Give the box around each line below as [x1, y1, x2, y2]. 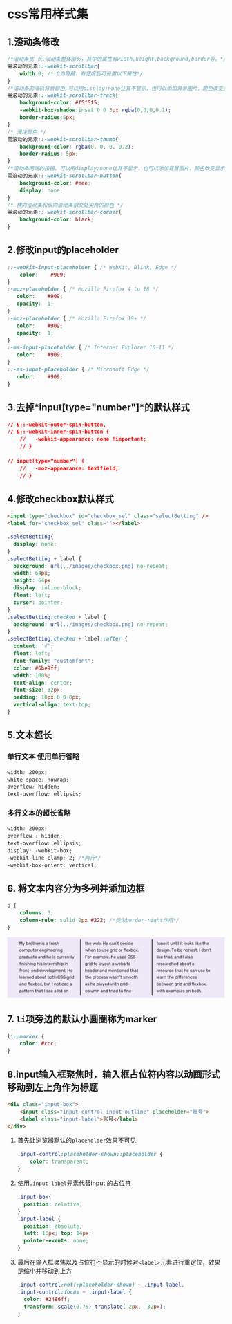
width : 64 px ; [13, 570, 51, 577]
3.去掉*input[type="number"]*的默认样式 [7, 402, 190, 414]
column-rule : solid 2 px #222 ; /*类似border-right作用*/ [19, 917, 180, 924]
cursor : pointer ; [13, 599, 64, 606]
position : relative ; [23, 1201, 83, 1208]
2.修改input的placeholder [7, 244, 119, 256]
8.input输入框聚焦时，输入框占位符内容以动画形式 [7, 1068, 221, 1080]
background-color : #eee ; [19, 179, 91, 187]
